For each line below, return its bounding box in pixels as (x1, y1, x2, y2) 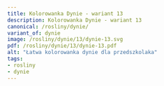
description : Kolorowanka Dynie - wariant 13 (7, 17, 142, 24)
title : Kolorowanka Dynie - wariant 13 (7, 10, 124, 17)
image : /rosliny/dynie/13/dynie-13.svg (7, 36, 124, 43)
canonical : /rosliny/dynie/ (7, 23, 89, 30)
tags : (7, 55, 23, 62)
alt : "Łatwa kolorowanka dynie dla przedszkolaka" (7, 49, 158, 56)
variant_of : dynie (7, 29, 61, 37)
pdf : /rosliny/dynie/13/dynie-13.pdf (7, 42, 117, 49)
